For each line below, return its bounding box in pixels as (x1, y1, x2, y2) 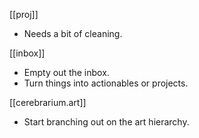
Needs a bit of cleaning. (23, 28, 123, 39)
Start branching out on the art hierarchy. (23, 116, 190, 128)
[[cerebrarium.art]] (9, 97, 87, 108)
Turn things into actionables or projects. (23, 77, 189, 89)
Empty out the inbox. (23, 67, 110, 78)
